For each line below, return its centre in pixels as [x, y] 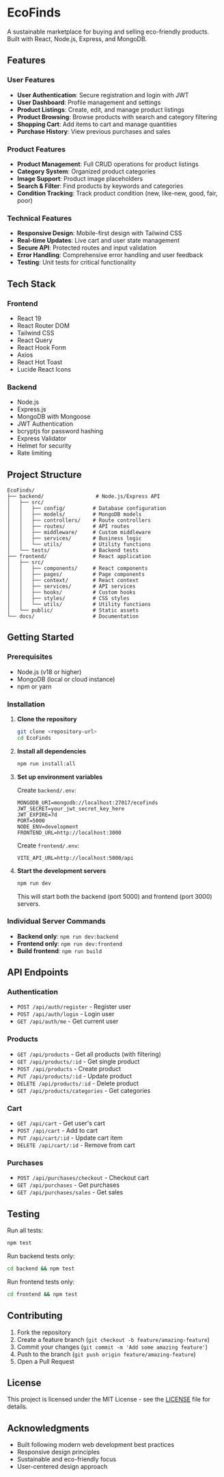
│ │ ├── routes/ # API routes [68, 527]
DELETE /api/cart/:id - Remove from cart [76, 1145]
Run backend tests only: [41, 1256]
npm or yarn [34, 686]
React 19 [29, 318]
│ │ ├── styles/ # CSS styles [68, 599]
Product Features [37, 149]
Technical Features [40, 218]
